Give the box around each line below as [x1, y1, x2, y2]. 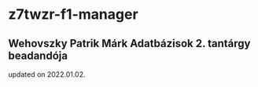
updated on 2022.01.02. [8, 70, 86, 79]
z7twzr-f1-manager [8, 5, 139, 24]
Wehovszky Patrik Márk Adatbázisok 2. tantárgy [8, 37, 251, 50]
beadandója [8, 49, 68, 62]
